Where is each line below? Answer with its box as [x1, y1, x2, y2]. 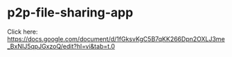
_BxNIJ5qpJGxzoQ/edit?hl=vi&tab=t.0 [7, 42, 116, 50]
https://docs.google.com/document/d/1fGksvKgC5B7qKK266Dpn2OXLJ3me [7, 34, 225, 43]
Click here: [7, 27, 38, 36]
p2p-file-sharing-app [7, 5, 134, 21]
